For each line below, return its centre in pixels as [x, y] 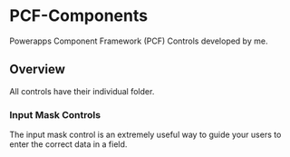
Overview [38, 69]
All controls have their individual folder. [82, 91]
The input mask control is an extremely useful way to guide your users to [145, 135]
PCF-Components [78, 16]
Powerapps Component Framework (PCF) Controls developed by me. [139, 41]
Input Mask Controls [55, 114]
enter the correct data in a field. [68, 144]
